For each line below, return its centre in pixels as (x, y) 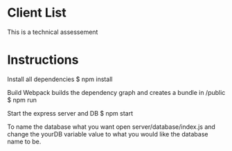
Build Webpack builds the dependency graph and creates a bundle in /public (116, 92)
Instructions (43, 60)
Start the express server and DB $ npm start (70, 113)
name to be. (24, 141)
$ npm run (22, 100)
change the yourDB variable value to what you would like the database (108, 134)
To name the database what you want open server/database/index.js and (111, 127)
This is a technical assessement (53, 32)
